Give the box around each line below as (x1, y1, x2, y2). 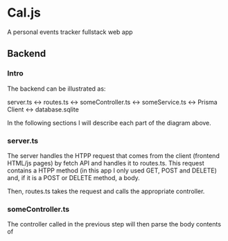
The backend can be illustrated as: (7, 84, 106, 93)
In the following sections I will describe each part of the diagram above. (7, 118, 211, 127)
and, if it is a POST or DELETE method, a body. (7, 173, 140, 181)
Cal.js (7, 5, 42, 21)
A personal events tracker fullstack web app (7, 28, 133, 36)
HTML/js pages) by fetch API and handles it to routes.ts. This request (7, 159, 204, 167)
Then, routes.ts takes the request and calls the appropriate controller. (7, 187, 205, 195)
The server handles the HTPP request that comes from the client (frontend (7, 151, 220, 160)
